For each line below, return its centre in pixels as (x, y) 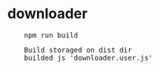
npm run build (51, 35)
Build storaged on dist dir (78, 50)
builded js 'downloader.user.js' (89, 57)
